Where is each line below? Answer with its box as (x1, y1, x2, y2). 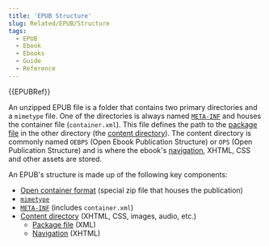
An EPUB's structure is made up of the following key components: (8, 169, 228, 179)
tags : (8, 27, 27, 35)
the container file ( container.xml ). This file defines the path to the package (8, 119, 258, 129)
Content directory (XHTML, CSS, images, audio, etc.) (19, 211, 197, 221)
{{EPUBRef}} (8, 87, 51, 96)
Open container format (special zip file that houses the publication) (19, 185, 244, 195)
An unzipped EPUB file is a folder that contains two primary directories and (8, 102, 258, 112)
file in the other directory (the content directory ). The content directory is (8, 128, 252, 138)
